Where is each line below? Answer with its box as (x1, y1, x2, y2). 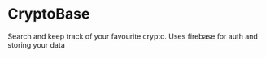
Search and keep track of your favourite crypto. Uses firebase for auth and (7, 31, 258, 41)
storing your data (7, 39, 66, 49)
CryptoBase (7, 5, 90, 23)
